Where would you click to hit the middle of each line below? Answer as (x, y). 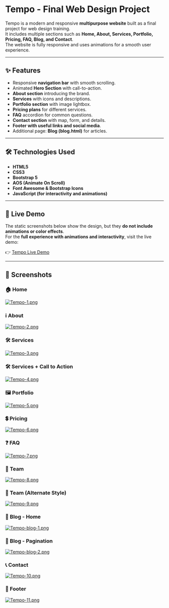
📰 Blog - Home (23, 517)
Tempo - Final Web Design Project (77, 9)
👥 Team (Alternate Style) (36, 493)
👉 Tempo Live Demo (27, 252)
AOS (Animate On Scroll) (39, 183)
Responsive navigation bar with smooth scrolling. (64, 83)
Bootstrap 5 (25, 177)
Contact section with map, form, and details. (59, 120)
